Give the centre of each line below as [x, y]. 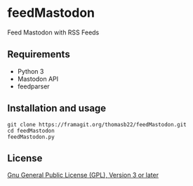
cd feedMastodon [31, 131]
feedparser [34, 86]
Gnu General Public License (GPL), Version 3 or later [83, 175]
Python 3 [31, 71]
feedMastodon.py [31, 137]
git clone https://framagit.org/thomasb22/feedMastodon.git [97, 124]
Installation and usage [57, 108]
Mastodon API [38, 79]
